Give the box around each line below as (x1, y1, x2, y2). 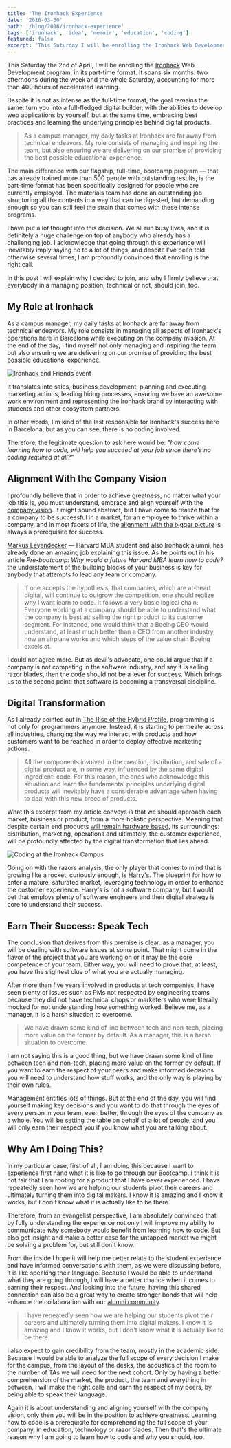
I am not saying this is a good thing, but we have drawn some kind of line (7, 1052, 214, 1060)
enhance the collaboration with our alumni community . (7, 1298, 162, 1306)
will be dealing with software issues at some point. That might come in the (7, 946, 217, 954)
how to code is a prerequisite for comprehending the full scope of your (7, 1418, 208, 1427)
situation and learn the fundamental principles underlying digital (23, 780, 206, 788)
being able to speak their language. (7, 1390, 108, 1398)
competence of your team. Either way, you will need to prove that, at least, (7, 960, 218, 969)
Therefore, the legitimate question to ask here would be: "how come (7, 438, 200, 446)
